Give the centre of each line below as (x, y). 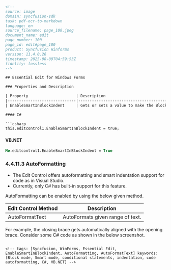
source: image (20, 11)
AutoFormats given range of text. (102, 217)
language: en (19, 26)
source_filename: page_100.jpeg (39, 31)
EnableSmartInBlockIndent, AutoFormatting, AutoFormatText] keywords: (82, 253)
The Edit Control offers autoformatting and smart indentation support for (88, 175)
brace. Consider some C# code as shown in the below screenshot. (75, 235)
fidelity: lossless (26, 64)
